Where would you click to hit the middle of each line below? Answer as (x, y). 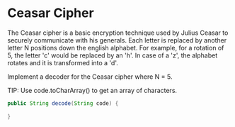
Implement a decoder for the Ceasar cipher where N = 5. (90, 77)
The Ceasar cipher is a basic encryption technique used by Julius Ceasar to (118, 33)
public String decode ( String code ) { (63, 103)
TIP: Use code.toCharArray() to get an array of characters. (92, 90)
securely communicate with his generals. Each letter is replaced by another (117, 40)
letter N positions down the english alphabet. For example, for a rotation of (116, 48)
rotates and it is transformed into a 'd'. (63, 62)
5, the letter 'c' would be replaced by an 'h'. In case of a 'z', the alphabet (113, 55)
